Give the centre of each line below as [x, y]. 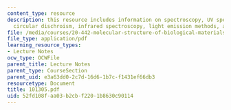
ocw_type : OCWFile [33, 58]
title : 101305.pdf [33, 90]
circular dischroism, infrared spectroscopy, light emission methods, [117, 26]
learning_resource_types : [44, 45]
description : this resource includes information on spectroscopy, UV [110, 20]
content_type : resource [41, 13]
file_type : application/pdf [47, 39]
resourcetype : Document [41, 83]
